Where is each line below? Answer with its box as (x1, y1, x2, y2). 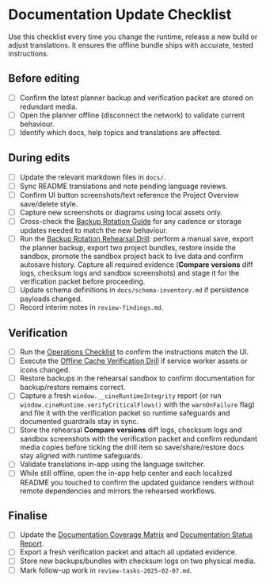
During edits (8, 151, 70, 164)
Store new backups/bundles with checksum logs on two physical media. (19, 556, 256, 566)
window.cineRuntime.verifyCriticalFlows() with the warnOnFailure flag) (19, 400, 255, 410)
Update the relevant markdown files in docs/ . (19, 172, 166, 182)
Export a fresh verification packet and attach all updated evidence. (19, 547, 237, 557)
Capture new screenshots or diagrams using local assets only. (19, 207, 223, 217)
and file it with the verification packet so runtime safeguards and (19, 408, 230, 418)
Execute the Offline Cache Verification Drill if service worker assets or (19, 356, 248, 366)
